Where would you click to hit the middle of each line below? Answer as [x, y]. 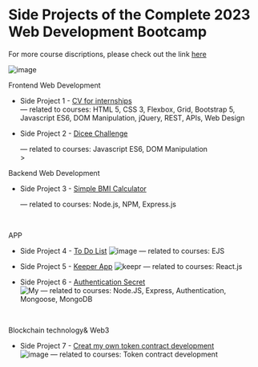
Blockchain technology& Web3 [59, 330]
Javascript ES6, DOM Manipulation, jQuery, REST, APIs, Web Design [132, 117]
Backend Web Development [54, 173]
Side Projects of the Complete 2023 [129, 15]
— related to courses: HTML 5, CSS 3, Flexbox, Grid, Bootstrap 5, [127, 109]
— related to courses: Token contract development [134, 354]
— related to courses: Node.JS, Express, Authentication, [133, 290]
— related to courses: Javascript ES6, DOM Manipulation [114, 149]
